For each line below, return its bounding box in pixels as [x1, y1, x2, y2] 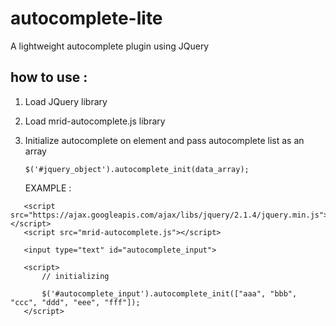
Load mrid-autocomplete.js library [24, 115, 166, 127]
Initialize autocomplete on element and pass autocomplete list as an [24, 134, 305, 146]
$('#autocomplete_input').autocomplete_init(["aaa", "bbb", [41, 288, 298, 299]
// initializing [41, 271, 110, 281]
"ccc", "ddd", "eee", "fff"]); [10, 297, 141, 307]
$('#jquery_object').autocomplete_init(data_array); [24, 164, 250, 174]
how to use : [10, 69, 88, 86]
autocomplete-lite [10, 7, 163, 30]
